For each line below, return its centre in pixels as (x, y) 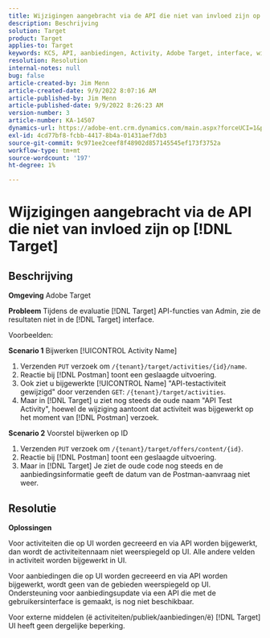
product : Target (35, 38)
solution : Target (37, 31)
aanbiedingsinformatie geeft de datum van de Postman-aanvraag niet (135, 475)
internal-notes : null (45, 68)
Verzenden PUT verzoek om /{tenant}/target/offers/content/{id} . (131, 449)
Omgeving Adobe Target (49, 295)
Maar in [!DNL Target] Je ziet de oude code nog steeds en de (121, 466)
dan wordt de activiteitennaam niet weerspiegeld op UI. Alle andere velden (132, 551)
